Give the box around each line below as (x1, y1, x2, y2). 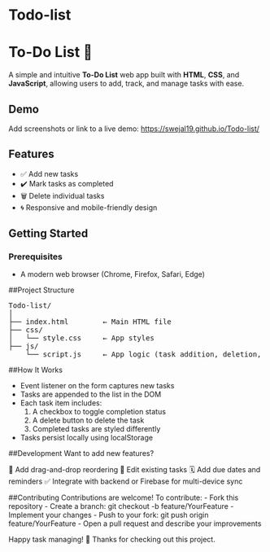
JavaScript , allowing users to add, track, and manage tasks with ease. (8, 79, 245, 89)
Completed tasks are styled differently (32, 424, 161, 434)
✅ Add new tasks (20, 169, 79, 178)
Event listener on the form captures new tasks (20, 381, 175, 391)
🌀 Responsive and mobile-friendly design (20, 202, 158, 212)
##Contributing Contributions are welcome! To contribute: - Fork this (8, 493, 239, 502)
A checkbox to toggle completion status (32, 407, 167, 417)
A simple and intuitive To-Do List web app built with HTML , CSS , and (8, 70, 240, 80)
